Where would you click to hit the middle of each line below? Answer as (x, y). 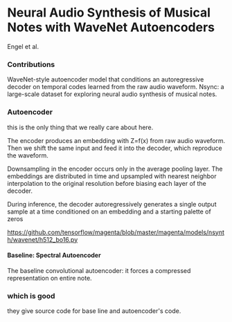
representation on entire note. (50, 278)
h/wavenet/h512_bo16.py (43, 239)
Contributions (31, 64)
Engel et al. (23, 46)
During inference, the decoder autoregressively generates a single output (112, 204)
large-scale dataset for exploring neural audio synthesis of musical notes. (112, 94)
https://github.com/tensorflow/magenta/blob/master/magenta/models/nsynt (116, 232)
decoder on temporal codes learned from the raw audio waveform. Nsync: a (116, 87)
